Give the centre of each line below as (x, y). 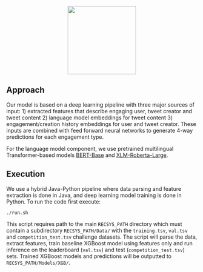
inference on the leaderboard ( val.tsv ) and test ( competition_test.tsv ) (95, 250)
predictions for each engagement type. (55, 137)
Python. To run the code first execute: (54, 201)
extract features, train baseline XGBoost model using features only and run (99, 243)
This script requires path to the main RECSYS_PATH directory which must (94, 224)
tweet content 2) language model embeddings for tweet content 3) (90, 118)
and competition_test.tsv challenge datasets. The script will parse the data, (102, 237)
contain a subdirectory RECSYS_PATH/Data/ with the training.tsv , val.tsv (97, 230)
